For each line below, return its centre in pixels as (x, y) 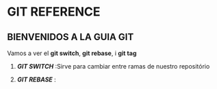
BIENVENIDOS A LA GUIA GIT (71, 37)
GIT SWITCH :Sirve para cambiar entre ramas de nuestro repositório (113, 66)
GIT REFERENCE (54, 12)
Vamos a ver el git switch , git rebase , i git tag (72, 53)
